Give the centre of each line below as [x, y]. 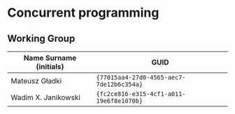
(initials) [50, 66]
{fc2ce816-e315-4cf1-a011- [141, 94]
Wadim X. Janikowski [45, 97]
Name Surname [50, 58]
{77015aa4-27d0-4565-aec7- [141, 78]
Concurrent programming [83, 13]
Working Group [41, 39]
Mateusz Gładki [36, 81]
